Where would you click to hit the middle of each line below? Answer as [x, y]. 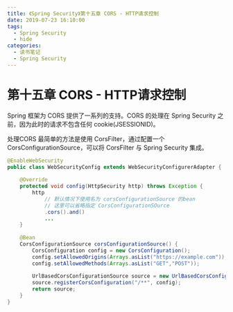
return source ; [54, 289]
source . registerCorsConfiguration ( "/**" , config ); [107, 283]
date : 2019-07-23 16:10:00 [46, 20]
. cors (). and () [64, 212]
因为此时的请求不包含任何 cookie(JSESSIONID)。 [89, 124]
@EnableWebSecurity [35, 160]
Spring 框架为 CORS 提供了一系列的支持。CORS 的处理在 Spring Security [112, 116]
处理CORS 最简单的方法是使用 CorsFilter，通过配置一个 [86, 138]
